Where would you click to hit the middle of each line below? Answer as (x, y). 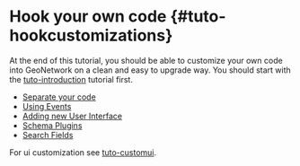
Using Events (47, 106)
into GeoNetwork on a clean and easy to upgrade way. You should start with (150, 70)
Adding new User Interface (72, 116)
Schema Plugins (52, 125)
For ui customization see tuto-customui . (83, 152)
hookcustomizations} (91, 35)
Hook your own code (88, 17)
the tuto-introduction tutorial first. (71, 79)
